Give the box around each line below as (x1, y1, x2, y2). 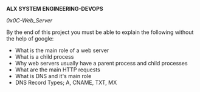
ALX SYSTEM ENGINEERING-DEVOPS (6, 5, 103, 12)
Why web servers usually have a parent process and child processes (15, 60, 188, 67)
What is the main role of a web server (15, 47, 109, 54)
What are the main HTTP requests (15, 66, 100, 73)
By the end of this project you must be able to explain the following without (6, 28, 194, 36)
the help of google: (6, 35, 54, 42)
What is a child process (15, 53, 74, 60)
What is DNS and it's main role (15, 73, 92, 79)
